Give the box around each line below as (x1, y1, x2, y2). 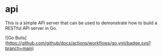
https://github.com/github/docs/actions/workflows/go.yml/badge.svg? (6, 40, 151, 46)
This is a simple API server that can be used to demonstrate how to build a (5, 20, 158, 26)
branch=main (5, 45, 33, 51)
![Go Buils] (5, 35, 27, 41)
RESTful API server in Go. (5, 25, 57, 31)
